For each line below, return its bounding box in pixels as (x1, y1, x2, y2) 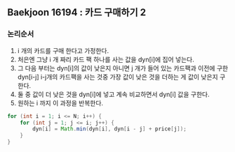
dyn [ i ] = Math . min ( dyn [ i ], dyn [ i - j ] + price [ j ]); (32, 126, 187, 132)
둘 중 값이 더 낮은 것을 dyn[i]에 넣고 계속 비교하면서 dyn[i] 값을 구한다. (17, 90, 210, 98)
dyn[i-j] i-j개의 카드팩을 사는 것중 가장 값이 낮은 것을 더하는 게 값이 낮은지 (17, 73, 219, 81)
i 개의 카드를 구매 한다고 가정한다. (17, 46, 109, 54)
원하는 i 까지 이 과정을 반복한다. (17, 98, 104, 107)
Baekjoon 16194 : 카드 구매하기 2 (7, 6, 146, 19)
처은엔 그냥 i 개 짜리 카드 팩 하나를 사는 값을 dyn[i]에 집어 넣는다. (17, 55, 194, 63)
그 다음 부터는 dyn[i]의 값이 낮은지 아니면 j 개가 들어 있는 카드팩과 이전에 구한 (17, 63, 229, 72)
